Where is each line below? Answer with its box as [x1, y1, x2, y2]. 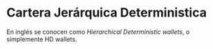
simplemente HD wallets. [6, 35, 77, 43]
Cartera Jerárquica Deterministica [6, 5, 207, 21]
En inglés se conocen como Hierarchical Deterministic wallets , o [6, 28, 190, 36]
